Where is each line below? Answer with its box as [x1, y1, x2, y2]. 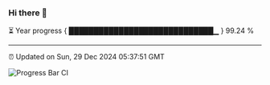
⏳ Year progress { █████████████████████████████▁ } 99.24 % [8, 26, 255, 35]
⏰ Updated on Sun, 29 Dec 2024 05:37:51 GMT [8, 52, 165, 62]
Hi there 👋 [8, 7, 48, 18]
